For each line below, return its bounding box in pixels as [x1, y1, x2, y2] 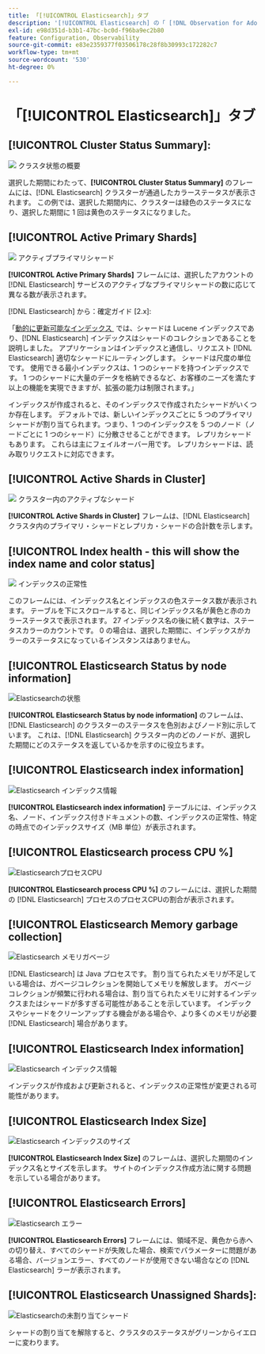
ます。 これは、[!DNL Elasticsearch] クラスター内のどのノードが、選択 [14, 730, 244, 740]
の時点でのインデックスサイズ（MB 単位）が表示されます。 [8, 822, 200, 832]
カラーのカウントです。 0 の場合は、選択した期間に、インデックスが [21, 625, 244, 635]
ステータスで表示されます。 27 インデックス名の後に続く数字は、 [21, 616, 234, 625]
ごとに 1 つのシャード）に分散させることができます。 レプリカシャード [21, 429, 252, 438]
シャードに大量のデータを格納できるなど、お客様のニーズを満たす [42, 373, 256, 382]
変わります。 [21, 1337, 63, 1347]
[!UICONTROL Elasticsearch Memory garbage [8, 918, 239, 931]
